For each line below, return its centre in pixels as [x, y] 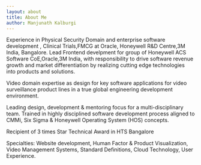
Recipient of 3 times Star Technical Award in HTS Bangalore [80, 132]
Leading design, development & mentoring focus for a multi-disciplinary [95, 108]
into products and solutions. [41, 72]
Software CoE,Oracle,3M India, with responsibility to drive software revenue [100, 59]
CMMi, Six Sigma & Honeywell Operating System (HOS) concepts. [88, 120]
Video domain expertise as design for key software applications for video [97, 83]
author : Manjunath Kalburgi [41, 23]
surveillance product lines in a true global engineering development [89, 90]
